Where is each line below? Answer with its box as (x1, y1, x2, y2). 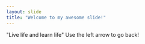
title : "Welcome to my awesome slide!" (6, 14, 106, 20)
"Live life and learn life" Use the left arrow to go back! (6, 31, 140, 38)
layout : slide (6, 8, 42, 15)
